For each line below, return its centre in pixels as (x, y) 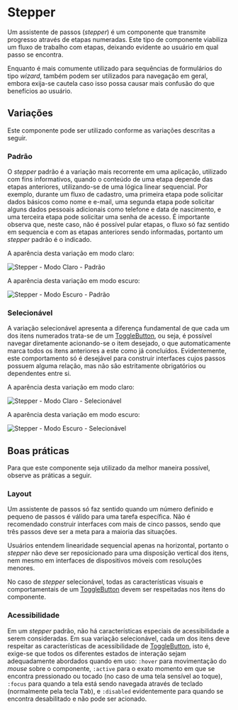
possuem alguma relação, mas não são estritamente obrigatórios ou (107, 366)
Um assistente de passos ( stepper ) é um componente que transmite (107, 32)
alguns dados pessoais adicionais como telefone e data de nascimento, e (114, 209)
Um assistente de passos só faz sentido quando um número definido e (110, 509)
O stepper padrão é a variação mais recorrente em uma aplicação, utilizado (117, 172)
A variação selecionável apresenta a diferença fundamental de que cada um (119, 328)
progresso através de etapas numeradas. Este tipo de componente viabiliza (118, 39)
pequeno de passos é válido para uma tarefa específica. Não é (99, 517)
